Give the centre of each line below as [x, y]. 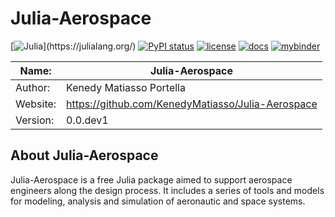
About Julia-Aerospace [84, 155]
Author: [33, 87]
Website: [36, 104]
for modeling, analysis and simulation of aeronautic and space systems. [158, 201]
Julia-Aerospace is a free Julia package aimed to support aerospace [151, 179]
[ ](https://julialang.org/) [73, 46]
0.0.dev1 [87, 120]
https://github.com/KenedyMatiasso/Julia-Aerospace [192, 104]
